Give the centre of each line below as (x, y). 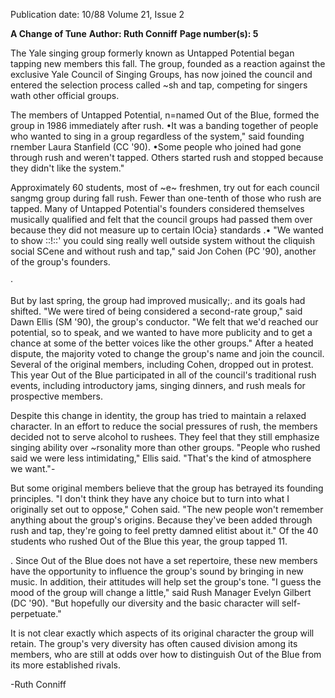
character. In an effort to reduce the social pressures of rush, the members (164, 426)
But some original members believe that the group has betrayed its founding (167, 488)
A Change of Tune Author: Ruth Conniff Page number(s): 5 (134, 33)
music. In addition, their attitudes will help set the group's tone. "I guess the (166, 582)
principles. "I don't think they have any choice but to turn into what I (150, 498)
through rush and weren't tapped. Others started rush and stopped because (167, 157)
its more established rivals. (65, 665)
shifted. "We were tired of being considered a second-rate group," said (156, 311)
